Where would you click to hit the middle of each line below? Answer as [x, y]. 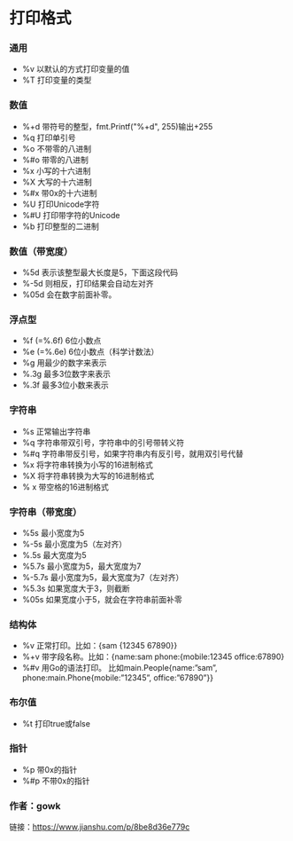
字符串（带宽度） [46, 512]
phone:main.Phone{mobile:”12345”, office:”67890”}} [118, 678]
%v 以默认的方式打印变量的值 [76, 69]
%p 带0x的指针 [50, 769]
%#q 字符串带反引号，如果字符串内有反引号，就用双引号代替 [132, 453]
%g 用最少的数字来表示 [65, 363]
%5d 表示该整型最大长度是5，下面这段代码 [100, 272]
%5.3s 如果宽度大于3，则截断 [76, 588]
